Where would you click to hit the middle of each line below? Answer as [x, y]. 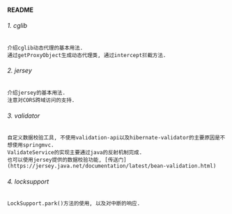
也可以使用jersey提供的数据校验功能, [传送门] [67, 160]
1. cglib [17, 26]
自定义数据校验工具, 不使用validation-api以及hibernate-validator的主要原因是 [114, 138]
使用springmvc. [33, 145]
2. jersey [20, 70]
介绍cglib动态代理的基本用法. [45, 48]
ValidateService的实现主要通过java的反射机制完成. [75, 153]
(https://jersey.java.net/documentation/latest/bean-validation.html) [112, 166]
